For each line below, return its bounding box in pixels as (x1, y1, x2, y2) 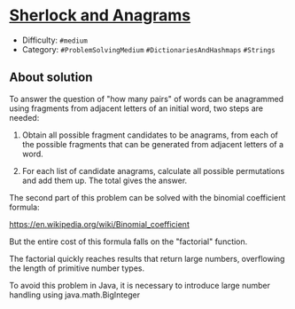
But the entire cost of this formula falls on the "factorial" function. (9, 236, 248, 247)
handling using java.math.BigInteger (9, 289, 140, 300)
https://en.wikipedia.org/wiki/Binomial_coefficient (9, 218, 190, 229)
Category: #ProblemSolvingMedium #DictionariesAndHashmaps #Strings (21, 44, 276, 54)
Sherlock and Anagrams (9, 5, 191, 26)
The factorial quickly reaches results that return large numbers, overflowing (9, 253, 285, 264)
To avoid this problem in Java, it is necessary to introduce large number (9, 280, 270, 290)
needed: (9, 112, 40, 123)
